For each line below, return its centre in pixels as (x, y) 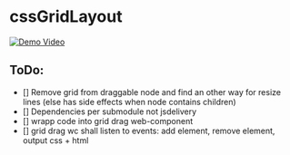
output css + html (55, 140)
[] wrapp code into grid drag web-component (108, 121)
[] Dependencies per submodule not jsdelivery (110, 111)
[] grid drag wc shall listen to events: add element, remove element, (149, 131)
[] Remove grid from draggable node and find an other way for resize (152, 92)
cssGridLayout (66, 17)
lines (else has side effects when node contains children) (129, 102)
